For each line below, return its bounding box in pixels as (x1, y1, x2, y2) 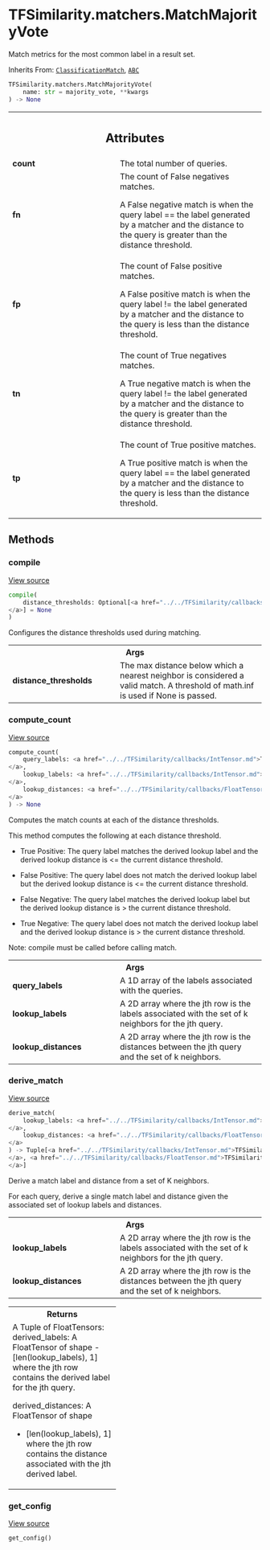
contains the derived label (12, 1372, 111, 1383)
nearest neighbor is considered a (120, 670, 245, 681)
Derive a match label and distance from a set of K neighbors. (8, 1175, 210, 1185)
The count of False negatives (120, 171, 230, 182)
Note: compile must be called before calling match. (8, 942, 178, 952)
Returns (47, 1308, 78, 1319)
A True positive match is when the (120, 457, 248, 469)
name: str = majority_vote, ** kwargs (22, 88, 149, 96)
